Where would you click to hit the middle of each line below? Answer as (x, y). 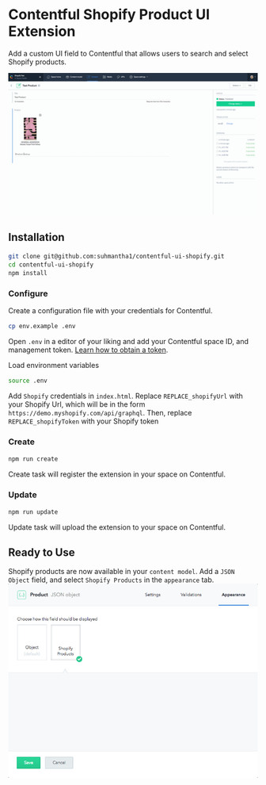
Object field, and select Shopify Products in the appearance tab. (111, 580)
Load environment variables (54, 365)
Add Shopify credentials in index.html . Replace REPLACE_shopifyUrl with (126, 396)
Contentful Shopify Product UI (109, 15)
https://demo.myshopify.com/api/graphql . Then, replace (100, 412)
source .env (28, 381)
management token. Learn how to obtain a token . (88, 350)
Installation (36, 237)
